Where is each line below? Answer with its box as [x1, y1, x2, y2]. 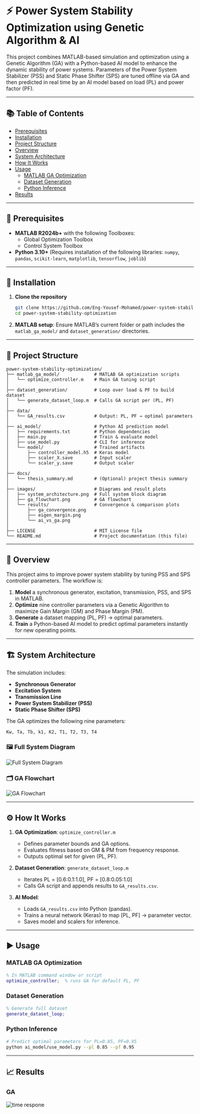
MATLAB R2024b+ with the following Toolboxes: [14, 229, 136, 237]
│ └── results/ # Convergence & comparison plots [6, 501, 180, 508]
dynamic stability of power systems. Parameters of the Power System [6, 66, 177, 73]
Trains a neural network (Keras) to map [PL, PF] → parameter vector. [23, 911, 192, 918]
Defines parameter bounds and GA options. [23, 840, 130, 847]
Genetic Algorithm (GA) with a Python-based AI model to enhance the [6, 60, 177, 67]
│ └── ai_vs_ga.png [6, 517, 70, 523]
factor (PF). [6, 85, 35, 92]
